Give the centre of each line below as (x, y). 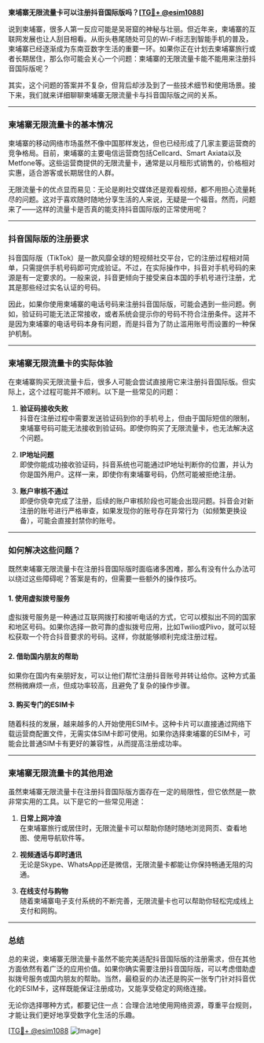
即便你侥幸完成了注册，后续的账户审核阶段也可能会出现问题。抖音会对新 (136, 501)
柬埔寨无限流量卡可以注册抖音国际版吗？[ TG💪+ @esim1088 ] (106, 12)
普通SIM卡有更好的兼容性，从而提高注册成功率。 (107, 743)
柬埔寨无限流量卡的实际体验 (60, 363)
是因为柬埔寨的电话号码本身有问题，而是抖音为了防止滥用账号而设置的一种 (128, 324)
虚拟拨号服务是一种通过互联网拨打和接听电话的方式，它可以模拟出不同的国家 (132, 617)
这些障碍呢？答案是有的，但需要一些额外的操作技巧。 (115, 579)
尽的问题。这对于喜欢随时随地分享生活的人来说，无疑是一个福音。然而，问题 (132, 199)
